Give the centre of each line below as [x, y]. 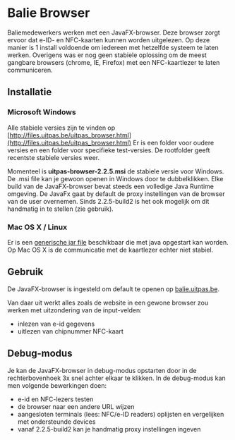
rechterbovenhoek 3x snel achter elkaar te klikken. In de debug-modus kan [116, 378]
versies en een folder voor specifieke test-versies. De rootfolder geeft [109, 150]
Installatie [30, 92]
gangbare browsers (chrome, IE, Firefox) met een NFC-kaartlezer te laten [114, 62]
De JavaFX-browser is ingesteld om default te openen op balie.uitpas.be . [114, 289]
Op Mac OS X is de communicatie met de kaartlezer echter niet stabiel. [110, 250]
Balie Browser [49, 13]
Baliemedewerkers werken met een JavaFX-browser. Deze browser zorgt [114, 32]
